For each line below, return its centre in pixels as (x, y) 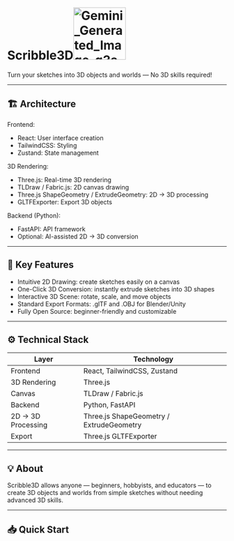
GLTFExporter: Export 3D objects (65, 201)
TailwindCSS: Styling (47, 145)
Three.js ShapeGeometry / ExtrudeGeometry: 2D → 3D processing (113, 195)
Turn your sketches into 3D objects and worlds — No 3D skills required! (110, 75)
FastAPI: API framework (51, 229)
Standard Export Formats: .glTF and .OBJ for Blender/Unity (101, 304)
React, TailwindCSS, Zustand (130, 371)
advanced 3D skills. (36, 500)
